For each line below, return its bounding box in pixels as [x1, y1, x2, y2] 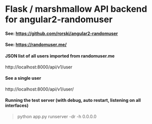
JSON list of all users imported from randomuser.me [5, 53, 115, 59]
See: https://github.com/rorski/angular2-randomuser [5, 31, 118, 36]
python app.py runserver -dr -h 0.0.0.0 [17, 113, 97, 119]
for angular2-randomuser [5, 14, 113, 25]
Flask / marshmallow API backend [5, 3, 148, 15]
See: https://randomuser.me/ [5, 42, 67, 48]
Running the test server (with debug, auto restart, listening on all [5, 97, 141, 103]
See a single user [5, 75, 41, 81]
